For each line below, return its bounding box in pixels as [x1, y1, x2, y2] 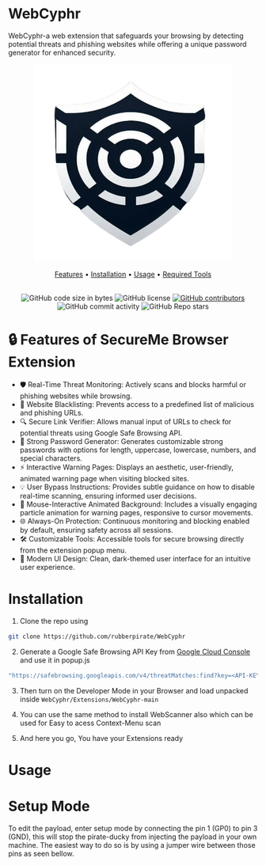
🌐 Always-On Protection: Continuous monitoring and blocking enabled [19, 516, 250, 526]
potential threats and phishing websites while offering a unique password [8, 39, 247, 48]
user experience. [19, 562, 75, 572]
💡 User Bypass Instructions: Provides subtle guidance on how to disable [19, 482, 255, 492]
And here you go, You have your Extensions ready [19, 733, 184, 743]
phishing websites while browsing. [19, 391, 133, 401]
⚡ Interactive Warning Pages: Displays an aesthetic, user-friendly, [19, 462, 234, 472]
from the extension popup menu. [19, 545, 127, 555]
